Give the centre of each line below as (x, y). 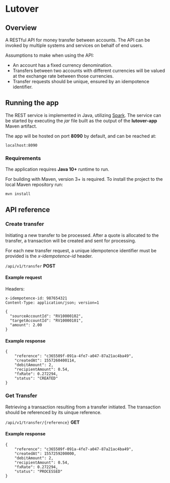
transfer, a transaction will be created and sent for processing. (71, 240)
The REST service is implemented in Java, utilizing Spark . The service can (83, 115)
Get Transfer (21, 396)
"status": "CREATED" (36, 378)
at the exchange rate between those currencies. (63, 76)
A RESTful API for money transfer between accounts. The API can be (78, 40)
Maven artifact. (21, 126)
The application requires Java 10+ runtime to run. (57, 170)
